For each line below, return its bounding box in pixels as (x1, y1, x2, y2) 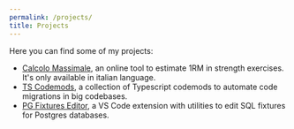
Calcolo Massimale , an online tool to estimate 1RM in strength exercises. (21, 63, 284, 73)
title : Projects (9, 21, 69, 30)
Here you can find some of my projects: (9, 45, 154, 56)
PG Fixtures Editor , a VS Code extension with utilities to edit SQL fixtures (21, 100, 286, 110)
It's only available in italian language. (21, 72, 156, 82)
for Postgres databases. (21, 110, 109, 120)
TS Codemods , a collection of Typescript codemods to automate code (21, 81, 278, 92)
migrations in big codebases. (21, 90, 128, 102)
